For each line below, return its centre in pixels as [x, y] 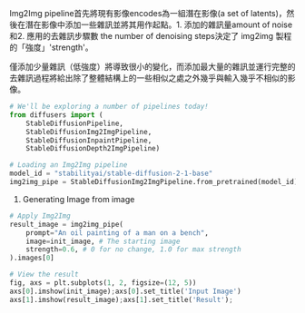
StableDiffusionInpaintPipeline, [89, 140]
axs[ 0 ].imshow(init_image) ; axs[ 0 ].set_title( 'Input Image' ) [126, 291]
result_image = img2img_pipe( [67, 224]
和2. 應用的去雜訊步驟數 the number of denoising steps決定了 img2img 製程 [151, 36]
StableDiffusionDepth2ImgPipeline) [93, 149]
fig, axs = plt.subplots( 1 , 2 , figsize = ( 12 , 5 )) [103, 283]
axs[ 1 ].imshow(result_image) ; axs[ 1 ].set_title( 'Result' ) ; [121, 299]
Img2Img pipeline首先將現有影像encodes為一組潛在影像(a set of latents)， [148, 13]
